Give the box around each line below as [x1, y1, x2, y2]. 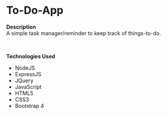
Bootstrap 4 [14, 102, 44, 109]
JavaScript [14, 83, 42, 90]
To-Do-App [6, 4, 64, 17]
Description [6, 23, 37, 30]
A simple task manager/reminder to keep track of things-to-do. [6, 29, 162, 36]
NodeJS [14, 64, 35, 72]
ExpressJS [14, 70, 42, 77]
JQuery [14, 77, 34, 84]
